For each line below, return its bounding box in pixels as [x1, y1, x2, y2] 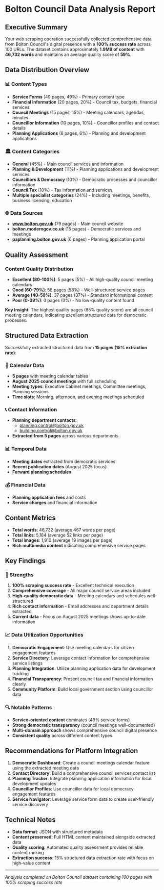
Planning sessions [12, 389, 49, 395]
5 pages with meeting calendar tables [12, 373, 89, 379]
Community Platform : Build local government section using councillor [12, 686, 153, 692]
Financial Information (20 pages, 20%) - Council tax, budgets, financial [12, 99, 157, 105]
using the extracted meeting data [12, 765, 79, 771]
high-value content [12, 860, 51, 866]
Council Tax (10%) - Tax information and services [12, 187, 113, 193]
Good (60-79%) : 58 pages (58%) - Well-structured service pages [12, 287, 145, 293]
